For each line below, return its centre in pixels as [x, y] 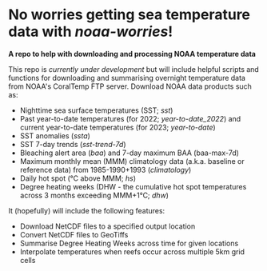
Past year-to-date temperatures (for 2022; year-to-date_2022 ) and [130, 118]
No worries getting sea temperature [129, 15]
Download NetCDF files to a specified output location [108, 226]
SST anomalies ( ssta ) [55, 135]
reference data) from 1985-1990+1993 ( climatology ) [106, 169]
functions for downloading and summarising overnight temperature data [127, 78]
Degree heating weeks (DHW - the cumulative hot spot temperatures [133, 186]
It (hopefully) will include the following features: [87, 210]
